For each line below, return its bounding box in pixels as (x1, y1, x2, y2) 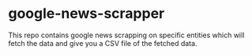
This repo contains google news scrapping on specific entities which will (8, 30, 245, 40)
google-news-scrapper (8, 5, 165, 23)
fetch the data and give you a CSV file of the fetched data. (8, 38, 197, 47)
